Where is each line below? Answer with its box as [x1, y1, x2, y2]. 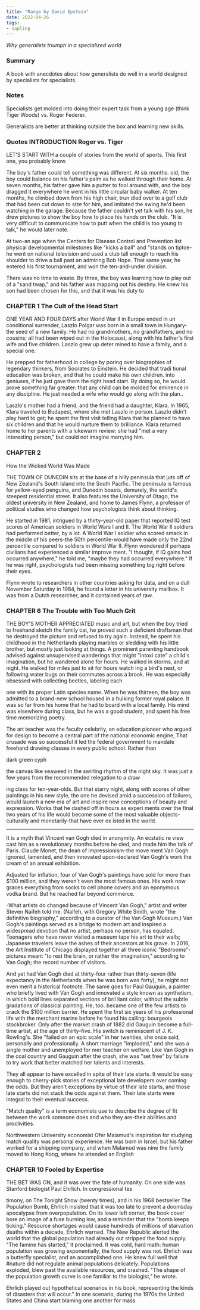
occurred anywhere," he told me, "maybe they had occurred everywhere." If [6, 555, 193, 562]
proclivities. [6, 1120, 35, 1127]
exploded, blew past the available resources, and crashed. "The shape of [6, 1266, 186, 1274]
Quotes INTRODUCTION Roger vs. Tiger [6, 138, 124, 146]
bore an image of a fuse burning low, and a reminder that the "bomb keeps [6, 1216, 189, 1223]
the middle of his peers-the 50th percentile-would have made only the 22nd [6, 536, 193, 543]
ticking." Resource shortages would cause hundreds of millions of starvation [6, 1222, 193, 1230]
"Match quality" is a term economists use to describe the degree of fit [6, 1107, 177, 1115]
